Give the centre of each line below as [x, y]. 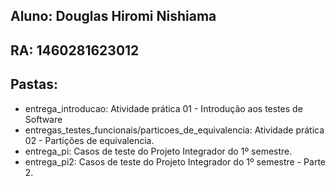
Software [43, 119]
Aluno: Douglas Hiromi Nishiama [113, 16]
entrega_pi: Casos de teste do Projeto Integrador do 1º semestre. [158, 151]
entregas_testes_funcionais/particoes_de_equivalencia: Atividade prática [174, 130]
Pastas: [34, 84]
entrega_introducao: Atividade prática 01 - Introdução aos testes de [163, 108]
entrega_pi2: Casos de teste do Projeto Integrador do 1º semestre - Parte [175, 161]
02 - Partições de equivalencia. [89, 140]
